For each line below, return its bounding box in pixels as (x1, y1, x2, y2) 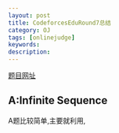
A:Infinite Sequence (8, 94, 108, 107)
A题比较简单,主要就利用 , (8, 116, 86, 125)
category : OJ (8, 26, 51, 34)
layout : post (8, 11, 51, 20)
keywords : (8, 41, 41, 49)
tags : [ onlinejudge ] (8, 33, 76, 42)
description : (8, 48, 51, 56)
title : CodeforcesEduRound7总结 (8, 19, 111, 27)
